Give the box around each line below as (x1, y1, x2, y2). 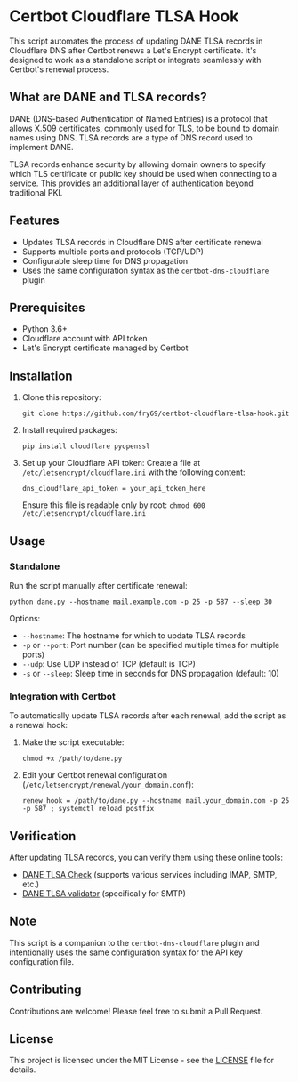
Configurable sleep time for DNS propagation (21, 255, 189, 266)
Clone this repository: (21, 392, 101, 403)
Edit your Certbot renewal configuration (21, 770, 168, 781)
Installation (9, 368, 73, 383)
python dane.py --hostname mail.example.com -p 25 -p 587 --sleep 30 (9, 597, 273, 606)
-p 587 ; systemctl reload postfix (21, 805, 155, 814)
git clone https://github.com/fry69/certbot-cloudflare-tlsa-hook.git (21, 409, 290, 419)
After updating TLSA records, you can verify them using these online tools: (9, 852, 283, 862)
